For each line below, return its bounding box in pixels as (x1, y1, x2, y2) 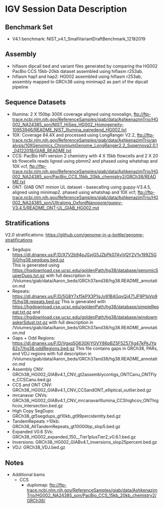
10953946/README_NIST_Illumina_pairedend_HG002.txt (12, 126, 127, 133)
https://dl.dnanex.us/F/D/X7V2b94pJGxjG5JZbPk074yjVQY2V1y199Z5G (12, 252, 157, 258)
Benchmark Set (5, 23, 53, 31)
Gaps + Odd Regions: (12, 335, 56, 341)
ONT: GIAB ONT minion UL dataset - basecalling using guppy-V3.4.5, (12, 184, 151, 190)
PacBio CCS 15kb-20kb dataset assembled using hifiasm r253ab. (12, 68, 143, 74)
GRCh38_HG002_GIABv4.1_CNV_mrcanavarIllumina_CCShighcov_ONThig (12, 398, 159, 404)
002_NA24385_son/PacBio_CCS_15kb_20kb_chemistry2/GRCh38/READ (12, 173, 156, 179)
